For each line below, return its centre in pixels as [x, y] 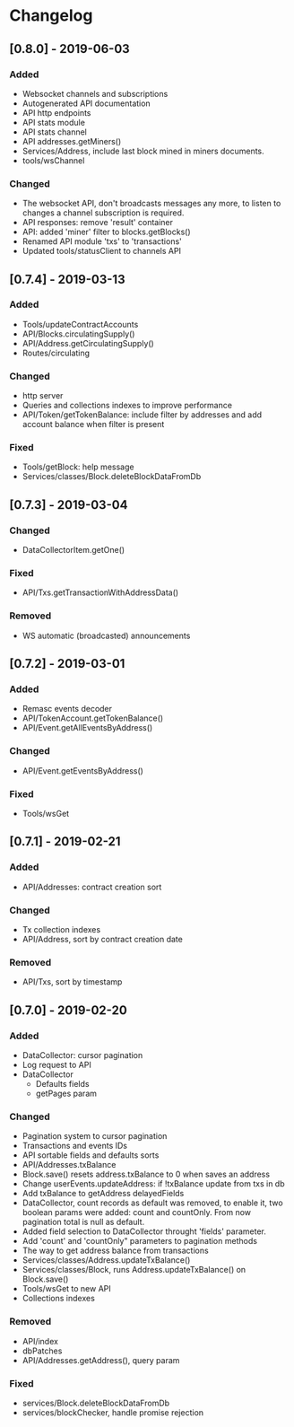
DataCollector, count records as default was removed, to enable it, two [153, 1203]
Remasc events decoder [67, 709]
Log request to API [56, 1064]
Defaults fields [62, 1083]
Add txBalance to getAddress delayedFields [103, 1194]
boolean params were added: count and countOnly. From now [137, 1213]
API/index [40, 1341]
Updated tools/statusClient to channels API [102, 251]
